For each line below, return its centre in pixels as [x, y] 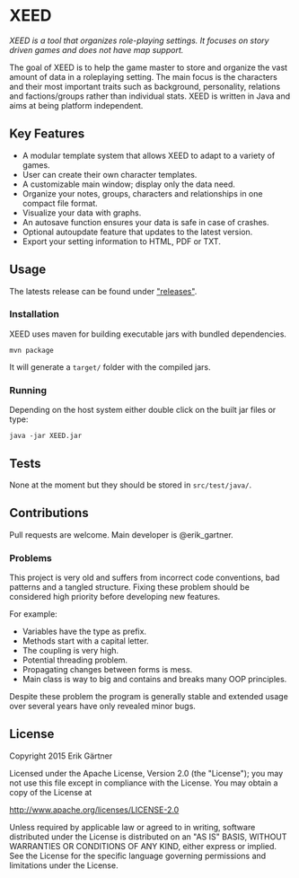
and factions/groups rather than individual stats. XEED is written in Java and [149, 96]
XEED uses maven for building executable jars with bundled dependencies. [148, 334]
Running [28, 390]
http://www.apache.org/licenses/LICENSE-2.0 [94, 810]
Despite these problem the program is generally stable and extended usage [149, 697]
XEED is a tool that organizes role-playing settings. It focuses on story [139, 40]
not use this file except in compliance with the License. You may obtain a [144, 783]
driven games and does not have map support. [97, 49]
